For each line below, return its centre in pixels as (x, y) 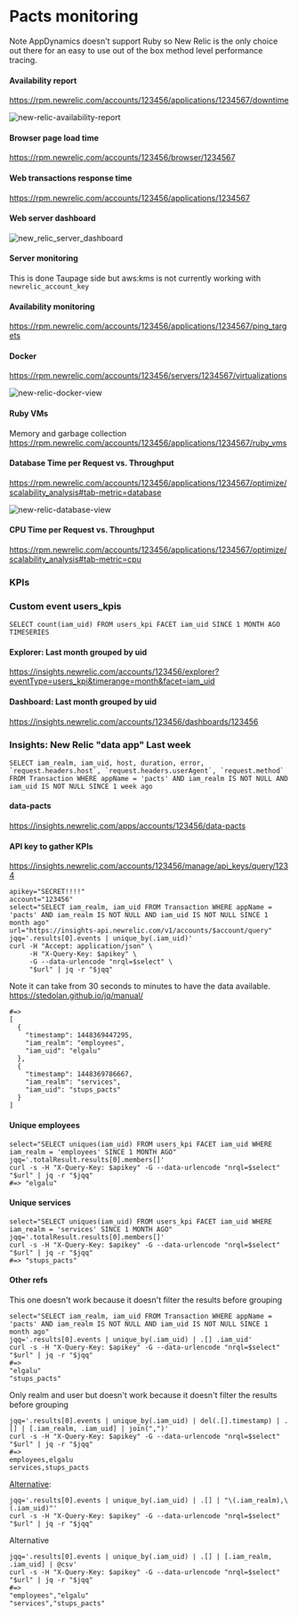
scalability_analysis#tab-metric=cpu (76, 559)
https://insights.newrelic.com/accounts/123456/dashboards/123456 (134, 721)
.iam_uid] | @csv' (43, 1564)
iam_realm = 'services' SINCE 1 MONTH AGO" (91, 1229)
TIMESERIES (29, 633)
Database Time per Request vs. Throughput (92, 463)
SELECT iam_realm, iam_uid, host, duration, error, (107, 763)
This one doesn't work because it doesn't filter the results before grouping (146, 1300)
